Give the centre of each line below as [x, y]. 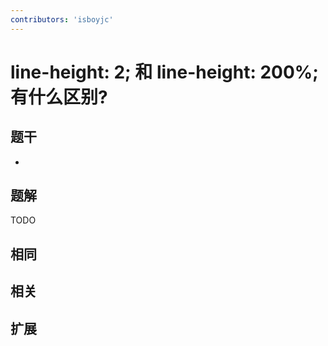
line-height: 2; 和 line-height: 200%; [164, 72]
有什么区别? [59, 97]
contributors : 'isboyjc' [62, 19]
